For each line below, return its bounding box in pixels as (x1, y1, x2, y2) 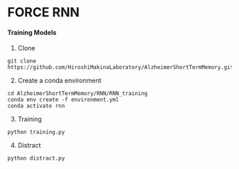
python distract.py (7, 155, 65, 162)
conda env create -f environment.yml (7, 97, 119, 104)
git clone (7, 58, 37, 65)
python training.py (7, 129, 65, 136)
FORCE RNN (7, 4, 80, 21)
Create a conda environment (17, 76, 102, 85)
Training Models (7, 28, 57, 36)
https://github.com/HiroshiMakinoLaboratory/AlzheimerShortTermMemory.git (7, 64, 234, 71)
